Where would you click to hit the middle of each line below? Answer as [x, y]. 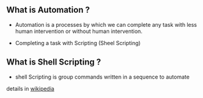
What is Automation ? [48, 10]
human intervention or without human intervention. [79, 31]
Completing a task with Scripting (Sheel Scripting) [78, 43]
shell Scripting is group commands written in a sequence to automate [102, 77]
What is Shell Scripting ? [54, 62]
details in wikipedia [30, 88]
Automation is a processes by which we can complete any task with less [106, 24]
